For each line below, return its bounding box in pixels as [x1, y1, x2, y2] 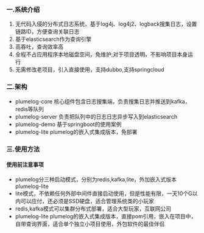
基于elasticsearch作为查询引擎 [15, 35, 92, 43]
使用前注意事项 [6, 161, 44, 169]
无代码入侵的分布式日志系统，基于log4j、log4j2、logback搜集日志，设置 [15, 20, 197, 28]
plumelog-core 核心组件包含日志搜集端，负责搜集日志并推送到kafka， [15, 97, 191, 105]
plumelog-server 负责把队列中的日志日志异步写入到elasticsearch [15, 113, 178, 120]
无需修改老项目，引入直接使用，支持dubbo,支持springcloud [15, 66, 164, 74]
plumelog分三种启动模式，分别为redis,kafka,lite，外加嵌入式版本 [15, 175, 177, 183]
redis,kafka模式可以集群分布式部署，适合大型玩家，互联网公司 [15, 205, 172, 212]
